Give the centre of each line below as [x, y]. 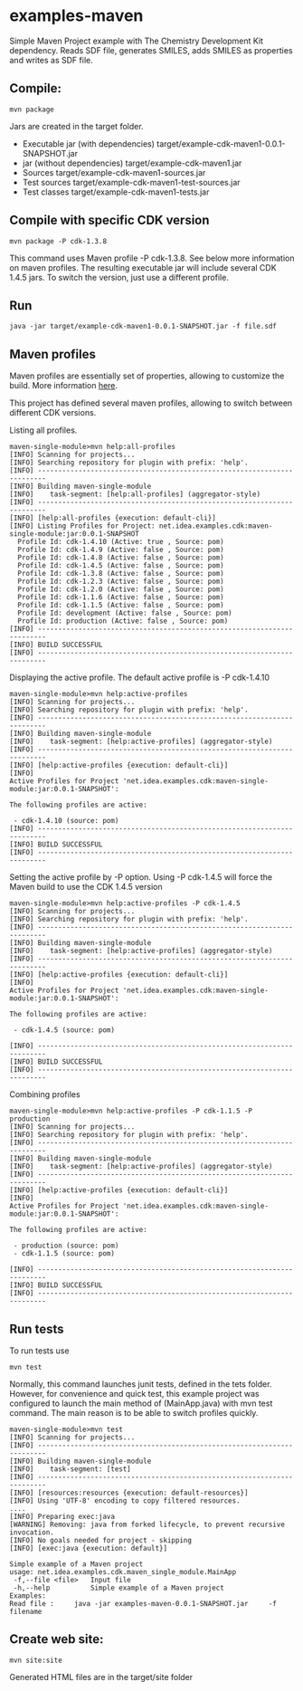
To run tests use [39, 1351]
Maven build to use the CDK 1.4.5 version [86, 887]
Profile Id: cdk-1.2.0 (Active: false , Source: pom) [121, 589]
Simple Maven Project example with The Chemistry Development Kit [137, 41]
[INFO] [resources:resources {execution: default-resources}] [129, 1493]
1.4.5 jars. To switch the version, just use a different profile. [119, 277]
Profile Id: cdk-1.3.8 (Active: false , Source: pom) [121, 574]
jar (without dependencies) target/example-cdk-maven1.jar [132, 163]
